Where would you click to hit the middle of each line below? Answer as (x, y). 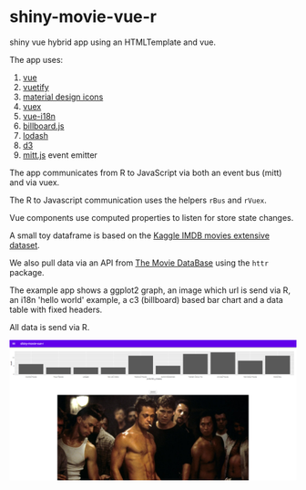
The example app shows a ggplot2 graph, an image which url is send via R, (150, 290)
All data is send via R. (50, 327)
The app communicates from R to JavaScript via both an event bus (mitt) (146, 172)
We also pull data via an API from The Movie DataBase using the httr (139, 263)
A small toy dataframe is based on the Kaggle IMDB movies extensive (140, 235)
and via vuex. (35, 182)
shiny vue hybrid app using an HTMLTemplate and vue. (113, 42)
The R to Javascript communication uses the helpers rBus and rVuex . (138, 200)
